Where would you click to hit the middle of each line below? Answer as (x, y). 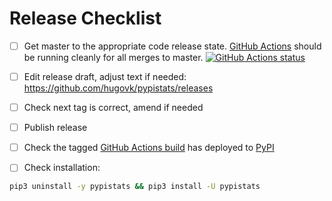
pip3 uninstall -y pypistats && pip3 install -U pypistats (135, 187)
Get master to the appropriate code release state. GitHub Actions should (172, 46)
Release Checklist (85, 18)
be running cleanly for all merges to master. (113, 57)
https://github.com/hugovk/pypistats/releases (118, 88)
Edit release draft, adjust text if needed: (105, 76)
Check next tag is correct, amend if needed (113, 108)
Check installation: (62, 168)
